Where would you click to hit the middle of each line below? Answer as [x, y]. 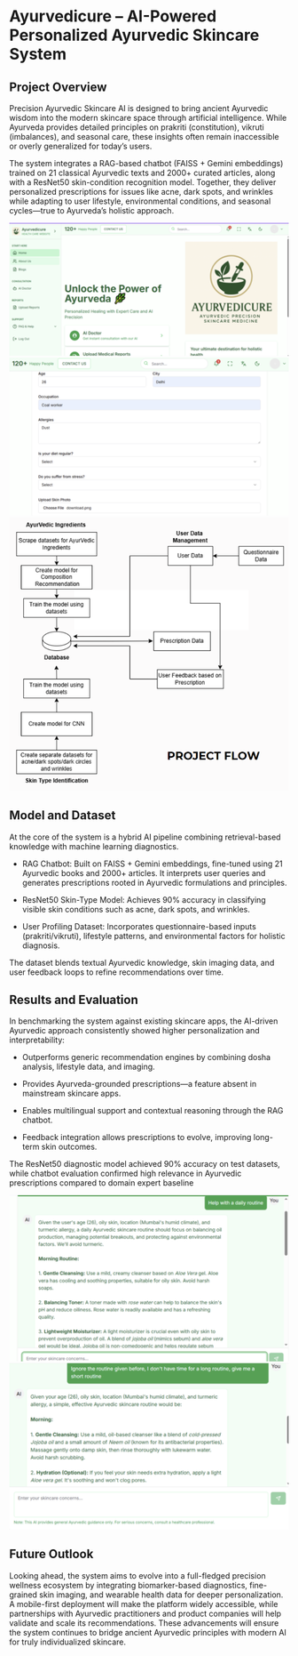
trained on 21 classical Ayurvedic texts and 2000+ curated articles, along [142, 173]
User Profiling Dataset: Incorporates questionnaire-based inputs [139, 926]
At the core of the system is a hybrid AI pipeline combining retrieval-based [145, 837]
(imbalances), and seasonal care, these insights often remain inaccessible [144, 137]
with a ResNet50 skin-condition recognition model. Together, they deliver [143, 182]
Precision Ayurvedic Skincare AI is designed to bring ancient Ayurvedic [139, 108]
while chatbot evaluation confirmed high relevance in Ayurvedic [125, 1174]
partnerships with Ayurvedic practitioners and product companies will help [145, 1613]
